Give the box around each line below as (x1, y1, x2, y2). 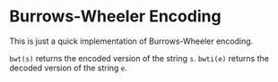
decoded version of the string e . (9, 62, 128, 73)
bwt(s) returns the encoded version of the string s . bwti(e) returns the (9, 53, 269, 63)
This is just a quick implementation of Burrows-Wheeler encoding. (9, 36, 254, 46)
